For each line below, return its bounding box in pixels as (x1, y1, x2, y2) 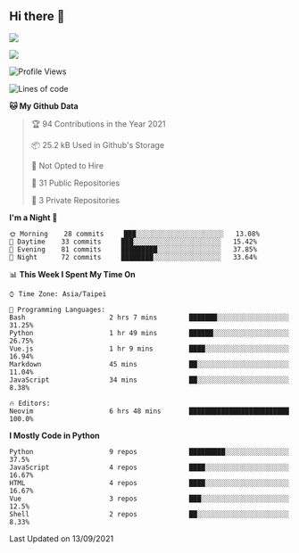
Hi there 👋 (9, 9, 65, 24)
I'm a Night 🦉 (9, 211, 58, 223)
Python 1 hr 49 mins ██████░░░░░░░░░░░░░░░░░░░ (9, 328, 290, 337)
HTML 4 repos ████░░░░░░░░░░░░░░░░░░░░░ (9, 478, 290, 487)
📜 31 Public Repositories (30, 177, 120, 188)
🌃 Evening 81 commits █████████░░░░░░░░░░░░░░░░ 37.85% (9, 244, 257, 254)
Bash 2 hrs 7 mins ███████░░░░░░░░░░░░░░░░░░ (9, 313, 290, 322)
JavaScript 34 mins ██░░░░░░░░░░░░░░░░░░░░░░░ (9, 376, 290, 384)
